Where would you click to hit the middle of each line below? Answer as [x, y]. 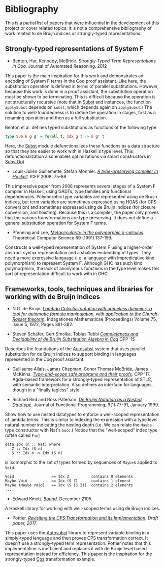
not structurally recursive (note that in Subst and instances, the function [78, 102]
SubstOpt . [15, 161]
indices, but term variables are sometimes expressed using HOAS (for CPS [81, 202]
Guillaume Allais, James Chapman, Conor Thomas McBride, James [80, 369]
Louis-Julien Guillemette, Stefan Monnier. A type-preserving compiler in [85, 171]
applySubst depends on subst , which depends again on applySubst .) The [79, 107]
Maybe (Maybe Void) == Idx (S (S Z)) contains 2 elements [69, 485]
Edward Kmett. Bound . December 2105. [52, 499]
